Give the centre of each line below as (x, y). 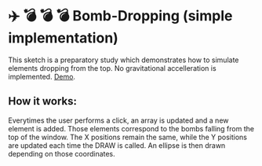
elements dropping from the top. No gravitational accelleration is (113, 68)
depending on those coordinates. (62, 153)
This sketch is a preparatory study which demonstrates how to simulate (124, 60)
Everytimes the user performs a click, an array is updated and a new (118, 120)
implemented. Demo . (42, 76)
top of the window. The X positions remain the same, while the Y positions (127, 137)
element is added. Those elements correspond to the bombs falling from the (131, 128)
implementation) (64, 38)
